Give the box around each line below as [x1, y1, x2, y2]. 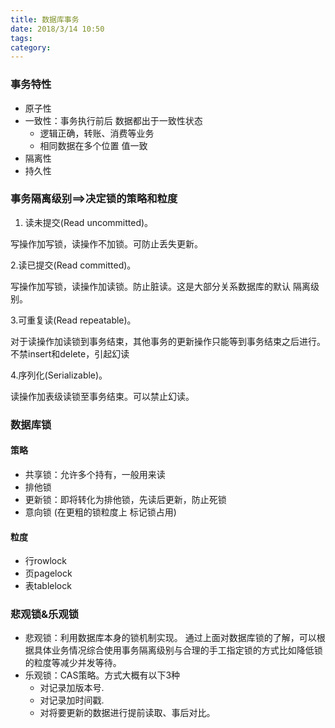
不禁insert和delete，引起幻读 [10, 347, 130, 360]
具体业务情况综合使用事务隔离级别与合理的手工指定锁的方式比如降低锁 [33, 644, 323, 656]
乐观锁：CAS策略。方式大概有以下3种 [24, 669, 181, 681]
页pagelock [24, 567, 73, 580]
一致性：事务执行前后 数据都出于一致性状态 [24, 114, 203, 126]
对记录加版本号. [39, 682, 105, 694]
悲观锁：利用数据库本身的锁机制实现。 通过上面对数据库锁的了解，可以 [24, 632, 317, 644]
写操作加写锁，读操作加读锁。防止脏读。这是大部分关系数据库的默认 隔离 [10, 280, 311, 292]
